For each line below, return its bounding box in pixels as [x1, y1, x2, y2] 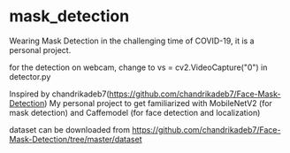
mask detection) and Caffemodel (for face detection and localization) [9, 107, 261, 118]
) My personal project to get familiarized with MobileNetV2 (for [43, 97, 272, 108]
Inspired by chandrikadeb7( [9, 88, 110, 99]
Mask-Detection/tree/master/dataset [9, 134, 142, 144]
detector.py [9, 71, 51, 81]
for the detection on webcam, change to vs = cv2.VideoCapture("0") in [9, 62, 268, 73]
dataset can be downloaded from [9, 124, 131, 134]
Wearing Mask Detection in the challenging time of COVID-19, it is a [9, 35, 255, 46]
